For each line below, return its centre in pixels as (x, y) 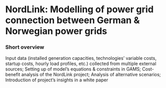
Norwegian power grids (56, 31)
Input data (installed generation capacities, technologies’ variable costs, (81, 58)
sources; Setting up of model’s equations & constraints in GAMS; (73, 69)
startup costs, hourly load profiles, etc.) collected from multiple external (81, 64)
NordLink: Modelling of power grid (80, 9)
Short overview (25, 47)
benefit (13, 75)
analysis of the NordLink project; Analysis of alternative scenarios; (91, 75)
